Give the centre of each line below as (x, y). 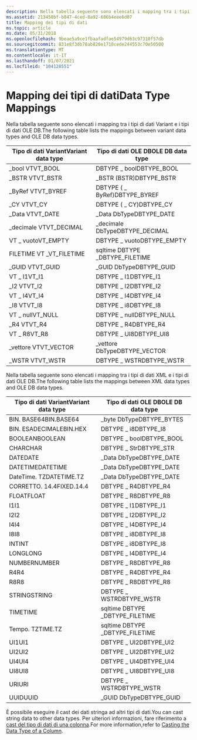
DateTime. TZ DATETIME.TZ (47, 477)
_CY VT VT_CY (28, 205)
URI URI (19, 685)
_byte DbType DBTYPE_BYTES (142, 420)
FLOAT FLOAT (27, 496)
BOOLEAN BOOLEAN (37, 439)
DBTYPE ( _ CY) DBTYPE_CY (134, 205)
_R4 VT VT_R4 (28, 324)
